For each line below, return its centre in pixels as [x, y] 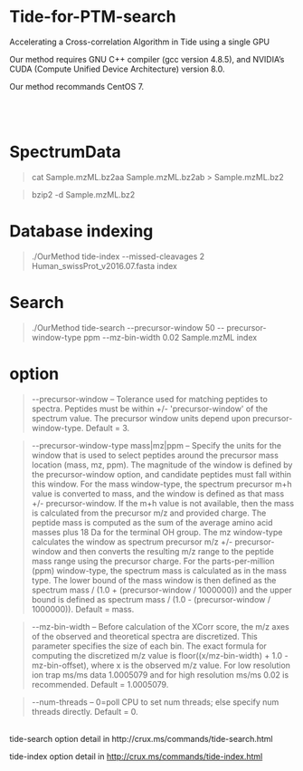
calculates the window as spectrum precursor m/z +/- [132, 542]
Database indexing [81, 231]
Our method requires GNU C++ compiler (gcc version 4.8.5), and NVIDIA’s [147, 59]
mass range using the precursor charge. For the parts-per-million [153, 561]
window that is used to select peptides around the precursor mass [155, 455]
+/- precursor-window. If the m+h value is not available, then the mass [163, 503]
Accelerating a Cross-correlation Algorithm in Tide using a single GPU [140, 42]
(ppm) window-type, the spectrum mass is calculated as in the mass [159, 570]
